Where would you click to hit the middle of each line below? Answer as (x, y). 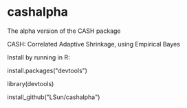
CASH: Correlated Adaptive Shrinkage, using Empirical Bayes (94, 44)
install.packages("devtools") (47, 70)
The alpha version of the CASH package (64, 31)
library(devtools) (31, 83)
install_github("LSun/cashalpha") (54, 97)
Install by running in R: (38, 57)
